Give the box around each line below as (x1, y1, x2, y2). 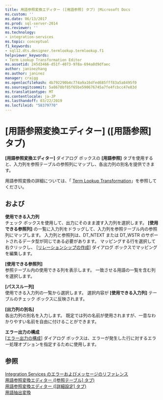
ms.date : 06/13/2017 (5, 16, 47, 21)
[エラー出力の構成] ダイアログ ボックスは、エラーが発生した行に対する (5, 335, 148, 341)
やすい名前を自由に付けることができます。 (13, 319, 99, 324)
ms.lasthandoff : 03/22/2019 (5, 99, 63, 104)
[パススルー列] (5, 283, 34, 290)
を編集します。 (5, 250, 35, 256)
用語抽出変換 (5, 389, 31, 395)
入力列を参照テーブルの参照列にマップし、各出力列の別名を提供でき (13, 161, 151, 167)
